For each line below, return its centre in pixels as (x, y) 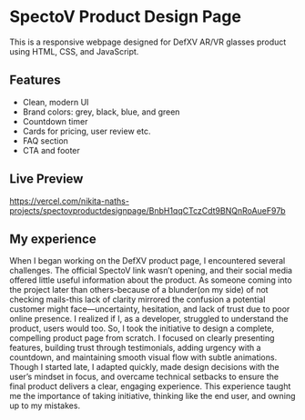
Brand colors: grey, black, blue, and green (101, 112)
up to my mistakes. (45, 405)
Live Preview (46, 179)
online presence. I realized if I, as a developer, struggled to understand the (149, 319)
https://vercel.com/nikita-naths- (70, 201)
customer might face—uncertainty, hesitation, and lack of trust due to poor (150, 309)
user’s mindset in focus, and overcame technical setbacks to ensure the (144, 377)
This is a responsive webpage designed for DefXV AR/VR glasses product (148, 42)
